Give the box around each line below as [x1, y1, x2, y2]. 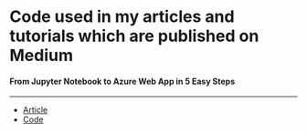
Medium [9, 46, 73, 66]
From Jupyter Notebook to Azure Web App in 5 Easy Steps [9, 76, 236, 87]
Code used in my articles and [9, 6, 235, 27]
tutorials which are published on [9, 26, 259, 46]
